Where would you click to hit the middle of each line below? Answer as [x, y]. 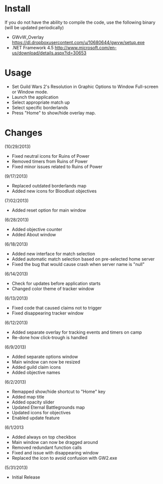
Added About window [34, 234]
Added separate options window [45, 356]
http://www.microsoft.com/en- [86, 47]
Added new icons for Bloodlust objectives [54, 191]
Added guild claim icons [36, 367]
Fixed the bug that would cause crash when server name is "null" [78, 264]
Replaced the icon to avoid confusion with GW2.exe [64, 458]
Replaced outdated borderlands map [49, 185]
